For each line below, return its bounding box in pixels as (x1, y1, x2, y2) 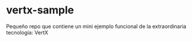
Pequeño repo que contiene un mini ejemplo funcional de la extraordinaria (6, 23, 187, 30)
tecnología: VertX (6, 29, 48, 36)
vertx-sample (6, 3, 74, 17)
